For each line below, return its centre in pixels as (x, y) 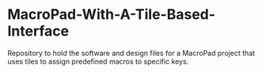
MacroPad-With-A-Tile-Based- (111, 15)
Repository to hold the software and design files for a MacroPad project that (131, 53)
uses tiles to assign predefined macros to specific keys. (98, 61)
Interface (38, 31)
